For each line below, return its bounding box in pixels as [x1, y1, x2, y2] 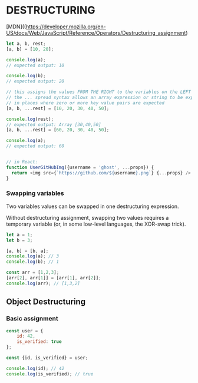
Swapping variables [6, 189, 64, 197]
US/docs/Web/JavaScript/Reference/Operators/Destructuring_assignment [6, 29, 186, 36]
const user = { [6, 328, 44, 334]
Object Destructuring [6, 297, 86, 307]
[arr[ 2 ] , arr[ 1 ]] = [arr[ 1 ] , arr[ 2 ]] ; [6, 275, 101, 281]
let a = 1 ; [6, 232, 33, 237]
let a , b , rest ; [6, 41, 46, 47]
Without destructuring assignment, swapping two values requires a [6, 214, 169, 221]
